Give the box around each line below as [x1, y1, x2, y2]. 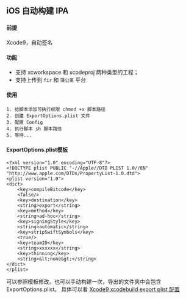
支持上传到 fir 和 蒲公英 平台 [15, 76, 87, 84]
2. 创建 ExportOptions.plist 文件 [6, 113, 90, 119]
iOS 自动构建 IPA [6, 5, 69, 16]
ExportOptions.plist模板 [6, 146, 68, 153]
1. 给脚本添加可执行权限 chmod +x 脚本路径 [6, 106, 106, 112]
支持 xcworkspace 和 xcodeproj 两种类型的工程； [15, 68, 139, 76]
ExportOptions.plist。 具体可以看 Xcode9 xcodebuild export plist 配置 [6, 286, 180, 293]
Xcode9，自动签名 [6, 38, 53, 46]
